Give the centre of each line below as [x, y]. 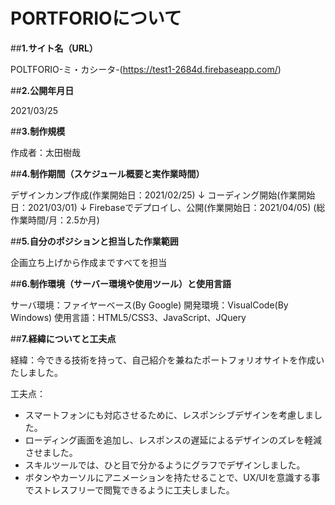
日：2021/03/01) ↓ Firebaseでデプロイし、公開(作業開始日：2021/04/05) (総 [168, 207]
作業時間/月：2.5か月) [55, 220]
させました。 [51, 452]
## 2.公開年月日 [42, 90]
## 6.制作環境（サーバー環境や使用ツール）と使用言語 [121, 283]
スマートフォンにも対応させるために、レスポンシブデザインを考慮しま [169, 415]
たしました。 [36, 372]
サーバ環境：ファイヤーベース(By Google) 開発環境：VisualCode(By [149, 305]
